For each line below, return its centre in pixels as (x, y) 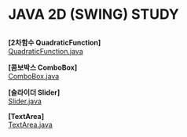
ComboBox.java (34, 76)
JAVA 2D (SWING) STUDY (93, 14)
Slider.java (25, 101)
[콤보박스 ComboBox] (43, 67)
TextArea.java (30, 124)
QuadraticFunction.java (46, 51)
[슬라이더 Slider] (34, 92)
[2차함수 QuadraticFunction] (55, 42)
